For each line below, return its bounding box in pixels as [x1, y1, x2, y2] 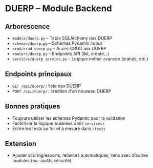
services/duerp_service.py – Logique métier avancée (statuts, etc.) [12, 56, 148, 61]
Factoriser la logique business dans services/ [12, 120, 105, 126]
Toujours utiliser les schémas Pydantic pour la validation [12, 115, 126, 121]
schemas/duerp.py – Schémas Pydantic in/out [12, 40, 103, 46]
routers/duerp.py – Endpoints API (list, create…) [12, 51, 109, 56]
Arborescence [5, 22, 50, 31]
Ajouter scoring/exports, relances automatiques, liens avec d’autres [12, 152, 148, 158]
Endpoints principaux [5, 70, 72, 78]
